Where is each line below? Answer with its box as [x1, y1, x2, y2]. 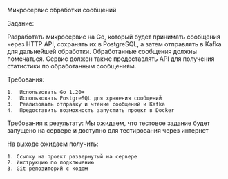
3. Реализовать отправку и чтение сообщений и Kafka [7, 101, 166, 108]
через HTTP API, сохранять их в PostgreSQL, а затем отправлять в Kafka [7, 40, 222, 48]
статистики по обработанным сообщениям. [7, 62, 137, 70]
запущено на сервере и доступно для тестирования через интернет [7, 126, 209, 134]
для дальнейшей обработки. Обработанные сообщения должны [7, 48, 198, 55]
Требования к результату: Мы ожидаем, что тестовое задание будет [7, 119, 211, 127]
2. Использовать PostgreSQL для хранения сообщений [7, 95, 162, 102]
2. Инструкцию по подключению [7, 159, 95, 166]
